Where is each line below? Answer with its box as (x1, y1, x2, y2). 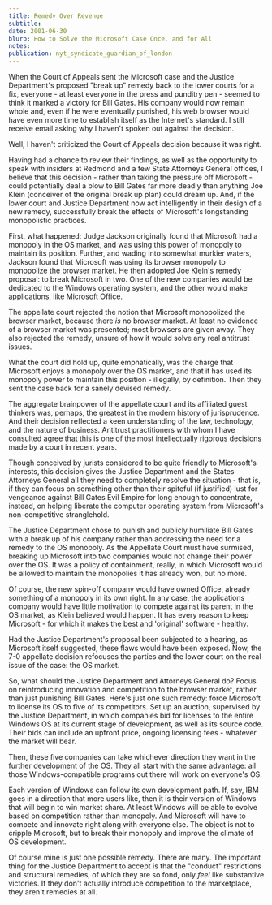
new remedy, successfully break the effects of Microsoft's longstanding (8, 207, 249, 216)
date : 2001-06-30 (8, 27, 67, 35)
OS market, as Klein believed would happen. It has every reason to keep (8, 610, 249, 619)
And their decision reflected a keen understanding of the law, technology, (8, 416, 254, 426)
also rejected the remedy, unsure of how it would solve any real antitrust (8, 334, 250, 343)
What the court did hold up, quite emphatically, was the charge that (8, 358, 234, 367)
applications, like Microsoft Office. (8, 291, 123, 301)
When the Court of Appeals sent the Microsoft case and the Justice (8, 72, 235, 81)
